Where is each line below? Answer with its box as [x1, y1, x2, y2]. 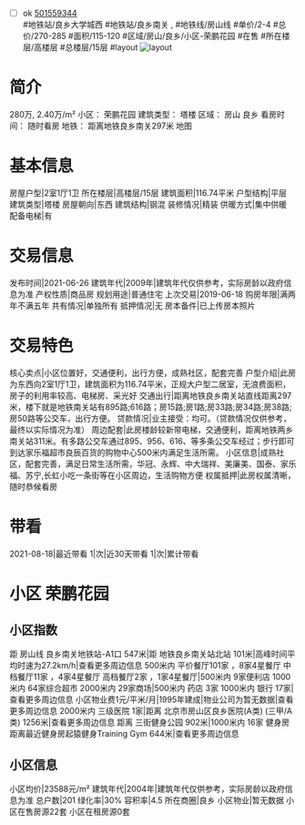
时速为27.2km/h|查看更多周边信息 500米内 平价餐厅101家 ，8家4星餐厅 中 [16, 659, 291, 670]
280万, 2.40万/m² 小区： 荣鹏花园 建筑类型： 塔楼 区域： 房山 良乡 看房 [9, 109, 278, 119]
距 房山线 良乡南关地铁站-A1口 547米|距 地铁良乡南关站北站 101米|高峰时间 [9, 648, 288, 659]
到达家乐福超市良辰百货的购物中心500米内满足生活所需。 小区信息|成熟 [9, 446, 277, 458]
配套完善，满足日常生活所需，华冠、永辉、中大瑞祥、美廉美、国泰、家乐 [25, 458, 297, 469]
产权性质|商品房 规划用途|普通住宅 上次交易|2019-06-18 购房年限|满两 [35, 289, 296, 300]
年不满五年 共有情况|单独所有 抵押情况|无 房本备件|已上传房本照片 [9, 300, 256, 311]
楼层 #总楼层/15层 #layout [41, 42, 138, 53]
